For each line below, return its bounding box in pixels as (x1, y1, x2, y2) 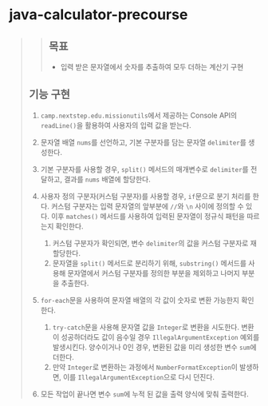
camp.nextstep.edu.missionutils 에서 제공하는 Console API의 (40, 110, 238, 120)
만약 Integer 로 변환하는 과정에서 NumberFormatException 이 (52, 362, 238, 372)
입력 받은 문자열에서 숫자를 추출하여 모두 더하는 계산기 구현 (60, 62, 244, 71)
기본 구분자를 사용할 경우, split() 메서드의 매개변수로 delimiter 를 (40, 164, 250, 173)
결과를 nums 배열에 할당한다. (64, 174, 151, 184)
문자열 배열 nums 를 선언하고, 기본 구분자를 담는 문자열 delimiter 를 (40, 137, 246, 147)
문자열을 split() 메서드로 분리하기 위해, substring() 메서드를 (52, 258, 246, 268)
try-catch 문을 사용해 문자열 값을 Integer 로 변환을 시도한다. (52, 322, 240, 332)
